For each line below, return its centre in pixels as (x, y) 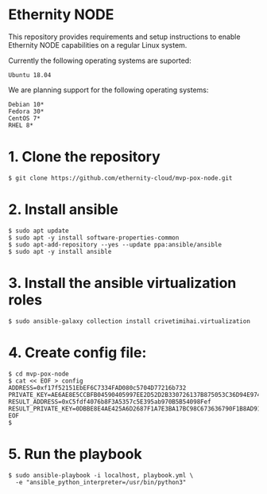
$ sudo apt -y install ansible (60, 251)
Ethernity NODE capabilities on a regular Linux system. (98, 45)
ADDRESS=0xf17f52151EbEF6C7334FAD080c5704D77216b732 (97, 387)
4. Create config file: (77, 352)
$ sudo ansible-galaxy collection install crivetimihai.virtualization (129, 321)
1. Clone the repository (84, 157)
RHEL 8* (21, 125)
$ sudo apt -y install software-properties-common (94, 237)
